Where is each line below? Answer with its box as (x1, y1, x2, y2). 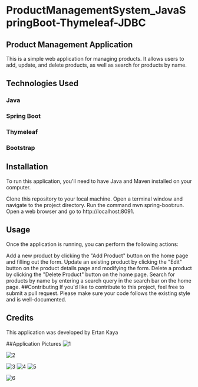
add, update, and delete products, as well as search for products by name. (6, 61, 187, 68)
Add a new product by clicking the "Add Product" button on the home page (6, 252, 189, 259)
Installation (6, 162, 48, 172)
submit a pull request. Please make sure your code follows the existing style (6, 290, 190, 297)
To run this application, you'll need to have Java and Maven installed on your (6, 178, 193, 185)
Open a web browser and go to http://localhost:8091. (6, 208, 134, 215)
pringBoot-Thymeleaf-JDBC (6, 16, 146, 29)
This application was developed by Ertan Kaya (6, 329, 118, 336)
